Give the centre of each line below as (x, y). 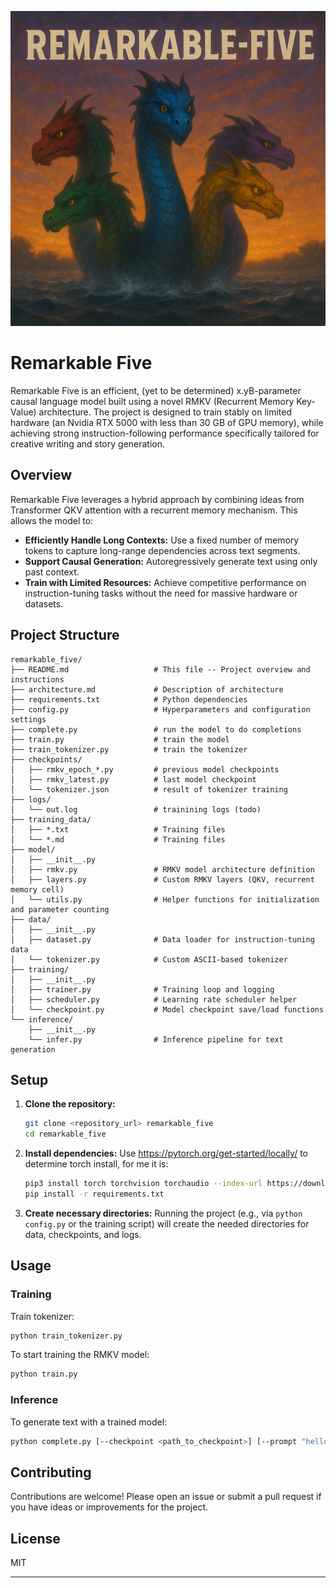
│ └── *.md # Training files (118, 839)
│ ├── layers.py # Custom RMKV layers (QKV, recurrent (162, 879)
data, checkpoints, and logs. (83, 1234)
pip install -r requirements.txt (94, 1194)
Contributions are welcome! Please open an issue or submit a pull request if (166, 1497)
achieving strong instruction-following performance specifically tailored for (165, 433)
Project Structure (65, 635)
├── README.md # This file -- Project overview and (160, 669)
